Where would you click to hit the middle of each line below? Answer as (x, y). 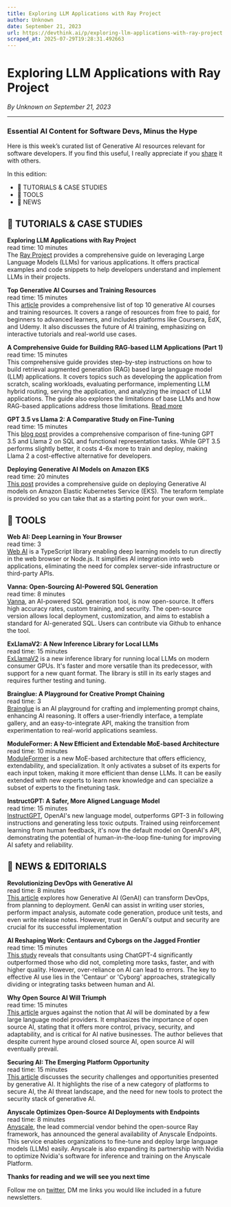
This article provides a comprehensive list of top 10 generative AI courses (111, 305)
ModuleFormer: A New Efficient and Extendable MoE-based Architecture (113, 744)
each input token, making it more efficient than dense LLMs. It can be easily (114, 773)
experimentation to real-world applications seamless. (82, 730)
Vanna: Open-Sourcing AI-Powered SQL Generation (82, 587)
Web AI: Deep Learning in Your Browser (65, 536)
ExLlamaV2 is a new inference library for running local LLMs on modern (108, 658)
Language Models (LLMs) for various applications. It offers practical (103, 262)
